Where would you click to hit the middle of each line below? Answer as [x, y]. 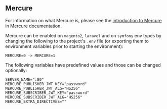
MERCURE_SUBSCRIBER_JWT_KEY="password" [47, 93]
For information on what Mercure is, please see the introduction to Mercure [83, 20]
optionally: [16, 70]
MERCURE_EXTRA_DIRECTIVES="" [36, 101]
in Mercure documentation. [33, 26]
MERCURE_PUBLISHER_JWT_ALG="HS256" [43, 88]
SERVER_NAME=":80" [25, 79]
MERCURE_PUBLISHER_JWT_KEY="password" [46, 84]
